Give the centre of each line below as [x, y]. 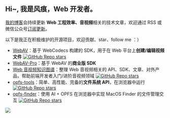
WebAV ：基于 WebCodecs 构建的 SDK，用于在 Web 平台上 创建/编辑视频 [89, 50]
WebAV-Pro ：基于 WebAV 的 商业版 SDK [54, 63]
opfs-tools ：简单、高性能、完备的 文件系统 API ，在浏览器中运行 [79, 82]
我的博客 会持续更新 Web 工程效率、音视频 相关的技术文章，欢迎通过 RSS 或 [84, 22]
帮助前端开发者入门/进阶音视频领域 [58, 76]
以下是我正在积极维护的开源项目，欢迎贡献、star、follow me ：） [74, 39]
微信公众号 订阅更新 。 [27, 28]
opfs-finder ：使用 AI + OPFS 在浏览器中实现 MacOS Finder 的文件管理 [86, 94]
